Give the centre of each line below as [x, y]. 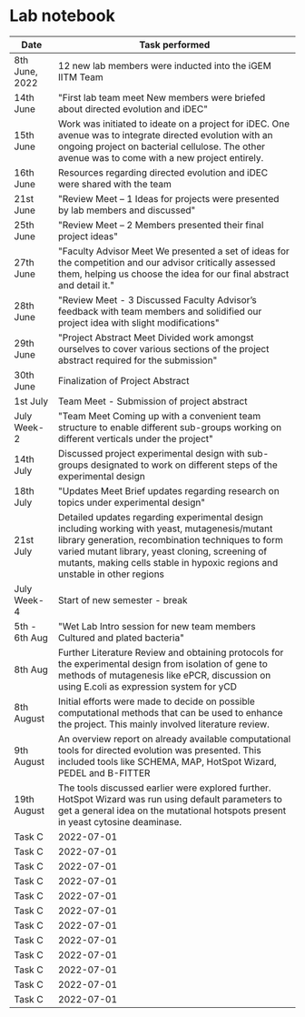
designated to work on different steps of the [184, 465]
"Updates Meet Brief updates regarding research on [168, 490]
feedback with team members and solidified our [160, 311]
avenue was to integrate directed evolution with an [165, 135]
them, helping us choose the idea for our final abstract [173, 274]
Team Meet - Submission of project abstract [152, 401]
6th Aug [31, 638]
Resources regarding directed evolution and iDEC [163, 172]
